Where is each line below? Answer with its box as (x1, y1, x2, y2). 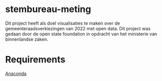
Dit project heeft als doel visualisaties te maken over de (5, 20, 120, 26)
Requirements (5, 54, 66, 65)
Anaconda (5, 70, 27, 76)
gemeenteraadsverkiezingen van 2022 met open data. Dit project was (5, 25, 151, 31)
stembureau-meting (5, 4, 91, 15)
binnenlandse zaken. (5, 36, 48, 42)
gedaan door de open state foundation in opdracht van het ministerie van (5, 31, 157, 37)
